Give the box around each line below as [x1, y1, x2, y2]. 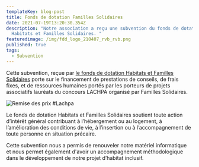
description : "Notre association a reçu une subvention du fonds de [6, 25, 179, 31]
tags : [6, 48, 20, 53]
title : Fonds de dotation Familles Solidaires [6, 14, 123, 20]
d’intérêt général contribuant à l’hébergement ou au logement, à [6, 117, 162, 125]
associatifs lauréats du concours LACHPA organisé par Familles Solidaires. [6, 88, 188, 95]
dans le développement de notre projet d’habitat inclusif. [6, 154, 144, 161]
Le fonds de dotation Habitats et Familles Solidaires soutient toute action [6, 111, 183, 118]
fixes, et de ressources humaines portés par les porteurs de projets [6, 81, 171, 89]
